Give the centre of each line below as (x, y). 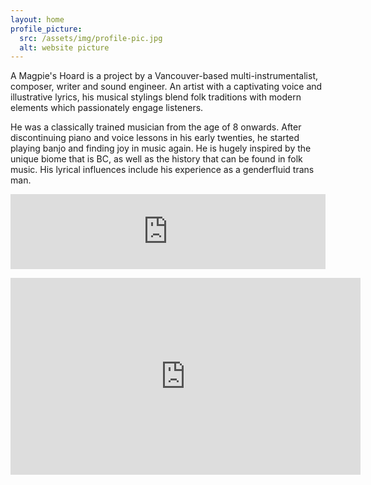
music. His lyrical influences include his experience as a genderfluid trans (162, 170)
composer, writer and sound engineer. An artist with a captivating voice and (166, 87)
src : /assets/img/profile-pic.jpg (91, 38)
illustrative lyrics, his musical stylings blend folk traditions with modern (156, 97)
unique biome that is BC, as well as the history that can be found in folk (156, 159)
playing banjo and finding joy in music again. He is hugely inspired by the (161, 148)
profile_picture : (46, 29)
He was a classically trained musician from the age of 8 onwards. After (156, 127)
